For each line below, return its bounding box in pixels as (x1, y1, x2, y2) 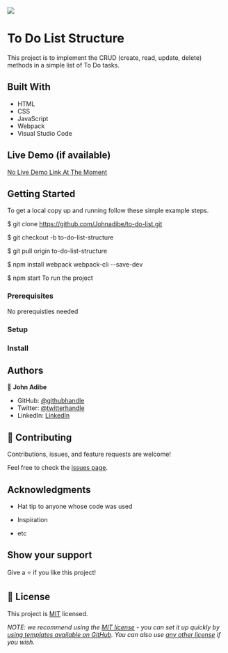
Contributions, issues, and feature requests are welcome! (7, 450, 172, 459)
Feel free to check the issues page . (7, 464, 108, 472)
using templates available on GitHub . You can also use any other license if (7, 630, 221, 638)
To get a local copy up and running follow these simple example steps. (7, 206, 209, 215)
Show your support (7, 549, 92, 561)
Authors (7, 364, 44, 376)
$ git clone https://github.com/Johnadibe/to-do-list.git (7, 220, 163, 228)
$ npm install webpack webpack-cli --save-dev (7, 260, 143, 269)
